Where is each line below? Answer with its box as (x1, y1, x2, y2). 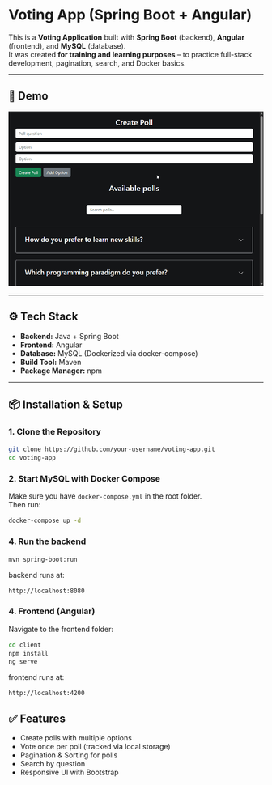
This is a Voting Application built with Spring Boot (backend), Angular (8, 32, 245, 42)
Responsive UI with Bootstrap (19, 767, 119, 777)
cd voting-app (8, 454, 57, 462)
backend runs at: (8, 570, 65, 579)
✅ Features (8, 711, 66, 725)
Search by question (19, 759, 86, 768)
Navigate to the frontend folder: (8, 624, 114, 634)
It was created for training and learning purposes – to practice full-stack (8, 49, 253, 59)
